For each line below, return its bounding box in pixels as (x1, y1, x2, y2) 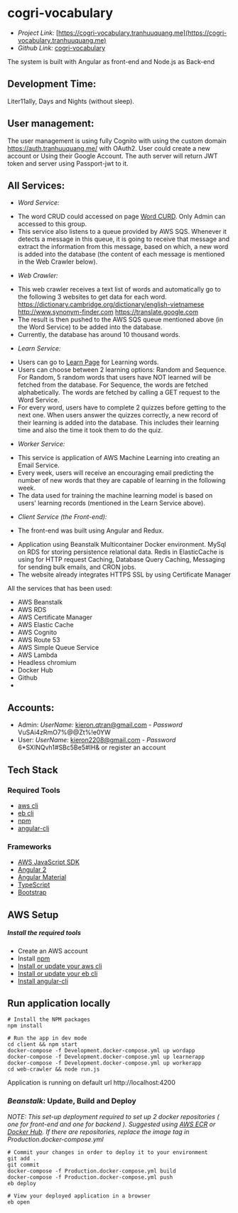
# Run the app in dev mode (7, 1035, 87, 1042)
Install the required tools (7, 929, 82, 937)
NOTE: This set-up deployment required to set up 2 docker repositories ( (7, 1112, 220, 1121)
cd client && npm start (7, 1041, 78, 1048)
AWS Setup (7, 909, 59, 921)
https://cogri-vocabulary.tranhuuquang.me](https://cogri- (58, 28, 227, 37)
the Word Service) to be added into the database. (17, 323, 163, 331)
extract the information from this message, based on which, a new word (17, 242, 229, 251)
